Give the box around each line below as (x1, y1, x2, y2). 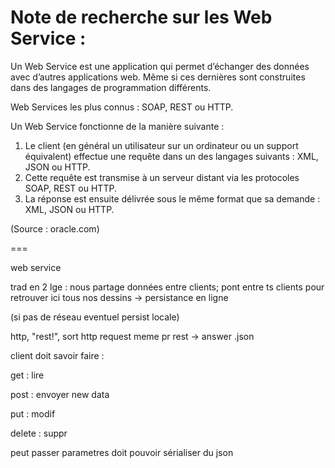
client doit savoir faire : (10, 349, 105, 361)
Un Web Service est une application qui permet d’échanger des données (10, 60, 310, 72)
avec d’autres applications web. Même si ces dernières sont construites (10, 71, 306, 83)
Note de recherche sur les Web (10, 6, 273, 29)
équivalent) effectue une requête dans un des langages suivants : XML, (24, 150, 319, 162)
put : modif (10, 407, 56, 420)
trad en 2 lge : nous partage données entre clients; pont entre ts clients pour (10, 281, 325, 293)
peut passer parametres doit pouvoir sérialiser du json (10, 446, 234, 458)
